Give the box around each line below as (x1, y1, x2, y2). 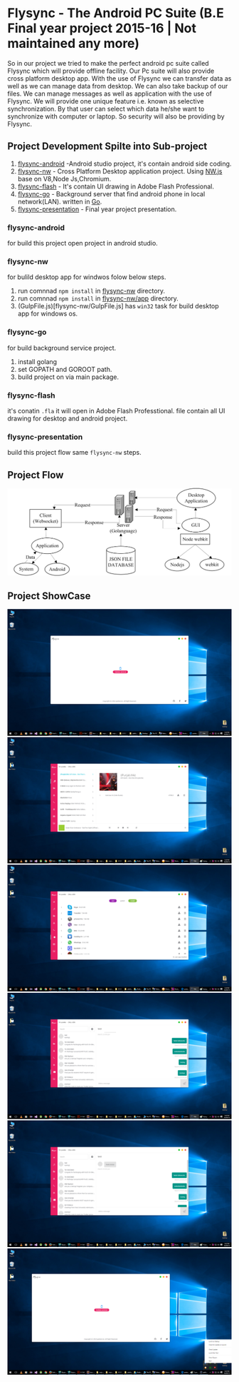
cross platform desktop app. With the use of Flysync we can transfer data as (7, 74, 232, 83)
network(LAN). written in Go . (17, 197, 102, 206)
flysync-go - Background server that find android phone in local (17, 189, 206, 198)
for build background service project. (7, 343, 117, 352)
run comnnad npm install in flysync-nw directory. (17, 287, 166, 296)
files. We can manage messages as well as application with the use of (7, 89, 212, 98)
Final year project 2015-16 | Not (7, 20, 197, 36)
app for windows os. (17, 309, 78, 318)
